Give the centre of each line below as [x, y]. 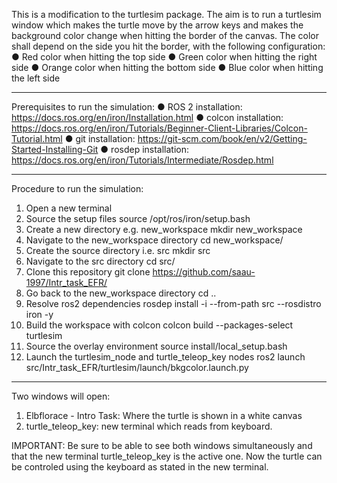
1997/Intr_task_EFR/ [66, 282]
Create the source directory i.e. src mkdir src [118, 250]
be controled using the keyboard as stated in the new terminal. [140, 467]
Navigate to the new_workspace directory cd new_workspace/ [154, 240]
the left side [36, 78]
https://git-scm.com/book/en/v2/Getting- [222, 138]
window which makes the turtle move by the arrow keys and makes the [157, 25]
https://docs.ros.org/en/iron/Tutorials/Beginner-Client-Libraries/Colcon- [159, 128]
